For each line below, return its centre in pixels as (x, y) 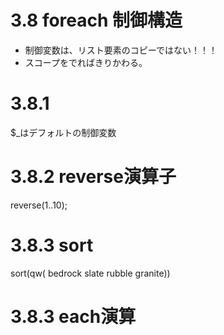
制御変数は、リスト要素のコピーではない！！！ (121, 50)
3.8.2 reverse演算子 (93, 177)
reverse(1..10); (39, 205)
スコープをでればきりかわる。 (86, 62)
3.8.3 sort (52, 245)
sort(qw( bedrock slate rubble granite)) (90, 273)
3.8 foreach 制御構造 (96, 20)
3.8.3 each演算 (73, 316)
